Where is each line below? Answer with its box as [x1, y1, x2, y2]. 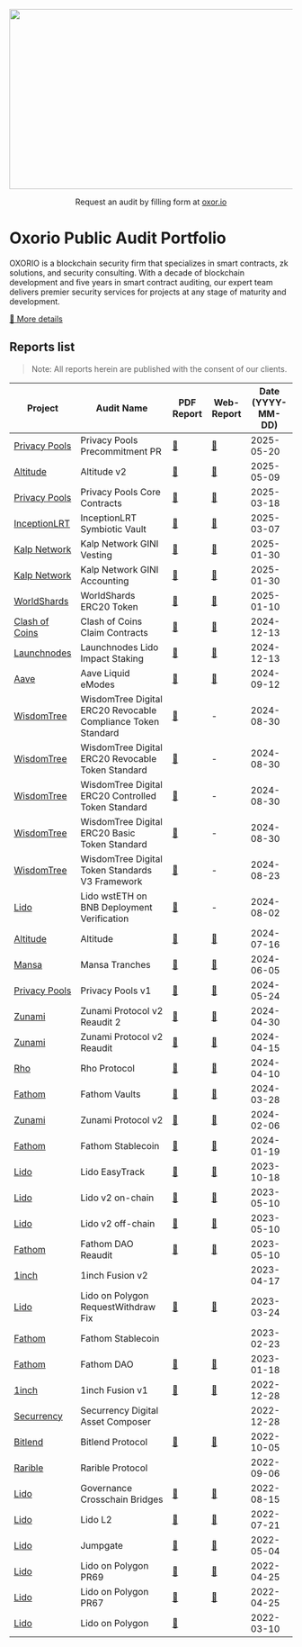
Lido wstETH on [80, 890, 147, 902]
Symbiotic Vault [80, 522, 147, 535]
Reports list [9, 339, 75, 355]
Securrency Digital [80, 1404, 159, 1416]
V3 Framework [80, 874, 143, 887]
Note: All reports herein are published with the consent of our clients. [31, 363, 288, 374]
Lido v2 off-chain [80, 1217, 155, 1229]
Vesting [80, 548, 112, 561]
